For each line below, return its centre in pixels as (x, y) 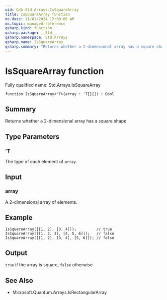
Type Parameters (32, 137)
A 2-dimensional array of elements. (41, 202)
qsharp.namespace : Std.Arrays (37, 38)
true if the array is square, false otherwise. (50, 265)
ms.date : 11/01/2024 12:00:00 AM (40, 19)
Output (16, 253)
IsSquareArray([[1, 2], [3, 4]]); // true (59, 229)
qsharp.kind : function (29, 28)
